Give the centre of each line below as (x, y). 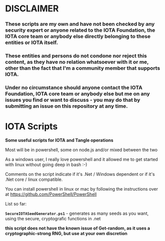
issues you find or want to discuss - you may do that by (73, 100)
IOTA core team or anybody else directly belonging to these (78, 37)
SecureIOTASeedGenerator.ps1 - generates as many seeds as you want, (77, 213)
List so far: (16, 203)
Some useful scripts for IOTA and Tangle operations (59, 140)
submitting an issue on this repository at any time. (67, 106)
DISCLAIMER (32, 9)
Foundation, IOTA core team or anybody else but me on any (78, 93)
